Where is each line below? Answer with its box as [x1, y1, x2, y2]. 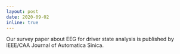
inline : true [6, 19, 39, 25]
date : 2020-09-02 [6, 14, 49, 20]
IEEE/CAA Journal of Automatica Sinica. [6, 42, 104, 49]
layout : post [6, 8, 39, 15]
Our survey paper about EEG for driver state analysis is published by [6, 36, 174, 43]
